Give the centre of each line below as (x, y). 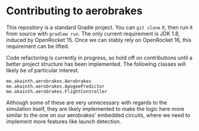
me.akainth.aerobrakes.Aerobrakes (49, 81)
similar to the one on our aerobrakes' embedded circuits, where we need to (98, 115)
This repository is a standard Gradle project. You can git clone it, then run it (99, 27)
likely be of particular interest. (42, 70)
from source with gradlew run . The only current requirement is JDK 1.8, (93, 33)
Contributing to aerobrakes (74, 11)
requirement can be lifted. (38, 46)
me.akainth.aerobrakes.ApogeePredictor (56, 86)
